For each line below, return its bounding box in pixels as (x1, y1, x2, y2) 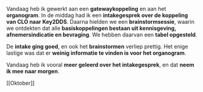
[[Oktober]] (6, 79, 35, 87)
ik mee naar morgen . (6, 68, 60, 75)
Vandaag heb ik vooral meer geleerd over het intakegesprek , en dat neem (6, 61, 194, 68)
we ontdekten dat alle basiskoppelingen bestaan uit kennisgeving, (6, 24, 177, 32)
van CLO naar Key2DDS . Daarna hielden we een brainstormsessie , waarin (6, 18, 195, 25)
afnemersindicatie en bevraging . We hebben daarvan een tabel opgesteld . (6, 31, 198, 38)
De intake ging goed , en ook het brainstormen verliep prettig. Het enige (6, 43, 188, 50)
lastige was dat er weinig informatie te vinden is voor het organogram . (6, 49, 187, 57)
